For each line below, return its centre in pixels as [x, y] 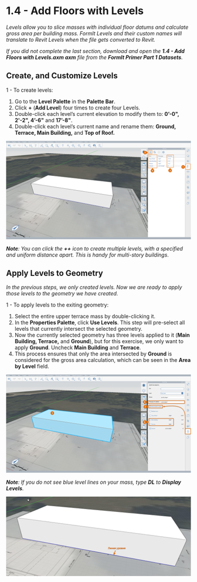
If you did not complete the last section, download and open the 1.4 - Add [95, 51]
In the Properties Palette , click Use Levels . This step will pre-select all [100, 322]
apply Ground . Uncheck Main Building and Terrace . [78, 348]
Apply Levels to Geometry [55, 273]
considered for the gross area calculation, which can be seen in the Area [103, 360]
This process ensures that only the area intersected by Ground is [93, 354]
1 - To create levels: [30, 90]
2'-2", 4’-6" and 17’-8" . [43, 120]
